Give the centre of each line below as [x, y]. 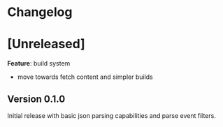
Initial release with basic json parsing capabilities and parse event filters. [112, 115]
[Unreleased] [46, 44]
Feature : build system [39, 63]
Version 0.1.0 [36, 99]
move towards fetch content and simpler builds [85, 77]
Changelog [40, 12]
